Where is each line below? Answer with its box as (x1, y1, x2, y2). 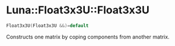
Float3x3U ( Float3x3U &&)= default (6, 23, 89, 29)
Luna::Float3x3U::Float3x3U (6, 3, 150, 17)
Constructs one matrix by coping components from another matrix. (6, 33, 170, 40)
